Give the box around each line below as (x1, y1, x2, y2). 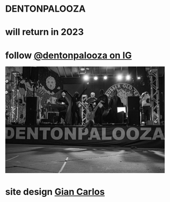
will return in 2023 (5, 26, 84, 38)
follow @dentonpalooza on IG (5, 49, 132, 61)
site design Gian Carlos (5, 186, 105, 198)
